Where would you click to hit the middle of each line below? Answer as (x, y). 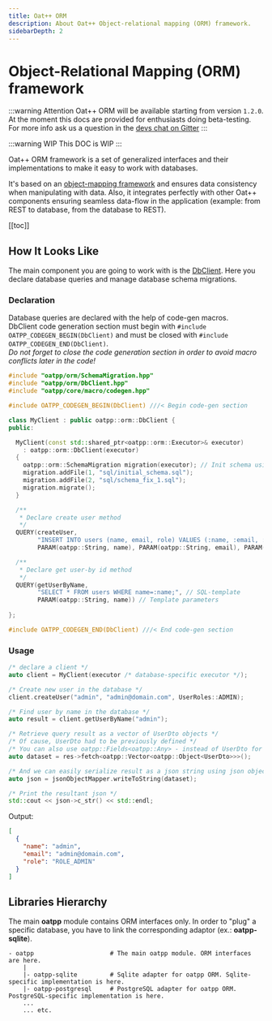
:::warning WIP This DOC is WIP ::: (66, 144)
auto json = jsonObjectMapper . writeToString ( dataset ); (103, 779)
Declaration (32, 300)
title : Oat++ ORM (38, 16)
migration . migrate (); (59, 488)
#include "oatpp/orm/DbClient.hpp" (68, 383)
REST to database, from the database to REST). (87, 210)
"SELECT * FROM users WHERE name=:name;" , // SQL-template (139, 592)
